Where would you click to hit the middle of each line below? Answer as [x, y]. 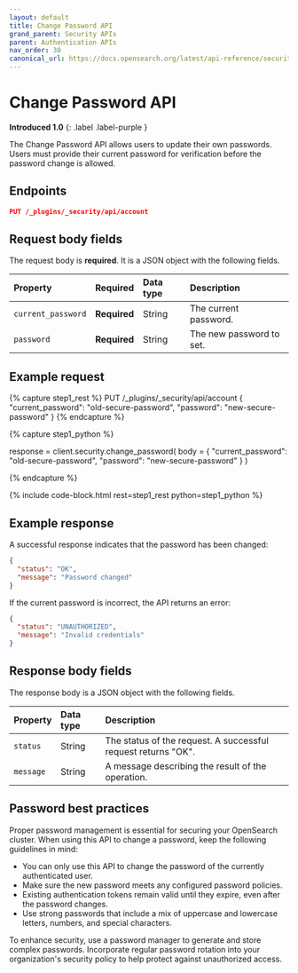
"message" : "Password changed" [75, 577]
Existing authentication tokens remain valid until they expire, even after [151, 894]
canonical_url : [37, 59]
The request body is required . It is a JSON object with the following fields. [145, 261]
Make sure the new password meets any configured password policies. [152, 885]
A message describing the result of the [186, 766]
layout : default [39, 17]
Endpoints [38, 191]
